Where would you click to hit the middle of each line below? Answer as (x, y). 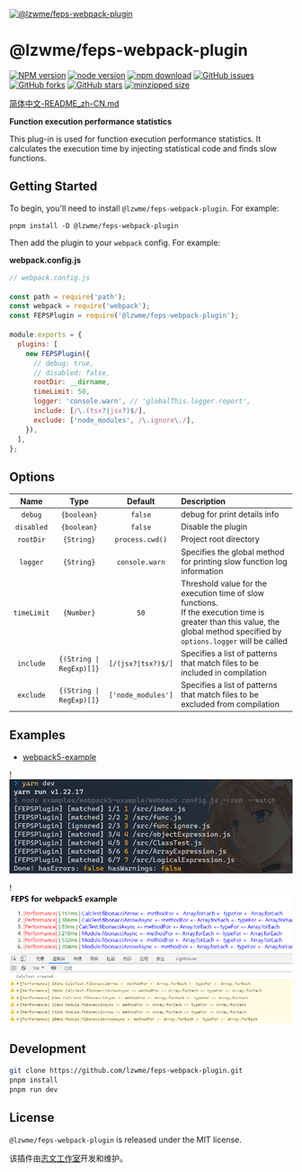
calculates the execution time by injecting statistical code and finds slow (143, 148)
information (202, 571)
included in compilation (224, 673)
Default (141, 501)
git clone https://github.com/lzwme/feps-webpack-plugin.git (126, 1071)
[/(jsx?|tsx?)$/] (141, 664)
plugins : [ (38, 344)
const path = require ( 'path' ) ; (68, 297)
